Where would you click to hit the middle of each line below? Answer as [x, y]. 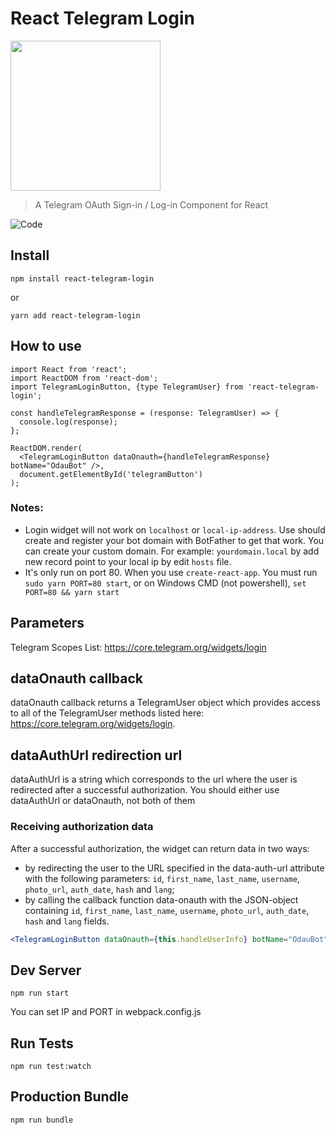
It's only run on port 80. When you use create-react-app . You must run [171, 572]
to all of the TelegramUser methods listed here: [107, 713]
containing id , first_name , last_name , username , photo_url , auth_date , [167, 910]
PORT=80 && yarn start [72, 592]
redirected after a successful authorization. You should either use [145, 790]
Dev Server [46, 970]
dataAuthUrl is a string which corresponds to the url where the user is [154, 779]
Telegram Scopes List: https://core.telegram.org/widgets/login [138, 647]
